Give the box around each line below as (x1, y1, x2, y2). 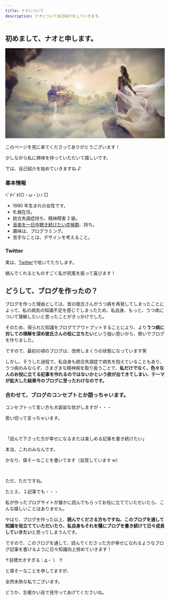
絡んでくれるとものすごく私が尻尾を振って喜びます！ (5, 270, 116, 276)
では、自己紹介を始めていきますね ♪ (5, 165, 81, 171)
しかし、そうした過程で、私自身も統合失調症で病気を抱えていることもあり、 (5, 359, 164, 365)
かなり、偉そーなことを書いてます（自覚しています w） (5, 457, 120, 463)
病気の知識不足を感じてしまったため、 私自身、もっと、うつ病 (31, 307, 160, 313)
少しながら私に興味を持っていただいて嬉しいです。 (5, 155, 111, 161)
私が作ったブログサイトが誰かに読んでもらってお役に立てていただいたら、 (5, 499, 160, 505)
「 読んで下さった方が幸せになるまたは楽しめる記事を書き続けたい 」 (5, 435, 147, 441)
